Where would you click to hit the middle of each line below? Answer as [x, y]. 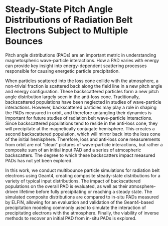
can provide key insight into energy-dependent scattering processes [76, 66]
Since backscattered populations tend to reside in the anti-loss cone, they [81, 123]
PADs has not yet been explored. [39, 160]
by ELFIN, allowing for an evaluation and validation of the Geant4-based [79, 202]
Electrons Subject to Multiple [67, 31]
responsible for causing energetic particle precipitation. [63, 71]
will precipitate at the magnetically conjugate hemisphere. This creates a [80, 128]
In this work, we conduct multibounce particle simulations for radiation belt [82, 170]
